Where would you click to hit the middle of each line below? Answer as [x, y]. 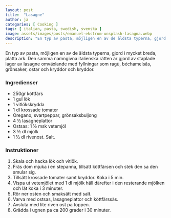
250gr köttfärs [28, 94]
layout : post [19, 10]
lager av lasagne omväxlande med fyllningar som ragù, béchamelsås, [78, 64]
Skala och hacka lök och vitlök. [45, 161]
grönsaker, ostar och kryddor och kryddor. [50, 69]
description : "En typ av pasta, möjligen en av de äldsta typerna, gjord [86, 39]
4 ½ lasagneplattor [33, 121]
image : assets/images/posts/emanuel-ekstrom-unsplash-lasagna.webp [79, 34]
